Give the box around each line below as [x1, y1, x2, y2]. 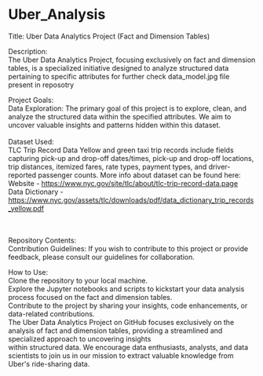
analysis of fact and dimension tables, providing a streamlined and [8, 326, 223, 335]
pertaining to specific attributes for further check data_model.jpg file [8, 71, 230, 81]
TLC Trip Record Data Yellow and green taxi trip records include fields [8, 145, 234, 155]
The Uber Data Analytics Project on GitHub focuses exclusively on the [8, 317, 235, 327]
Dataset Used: [8, 137, 55, 146]
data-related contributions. [8, 308, 95, 319]
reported [8, 170, 37, 180]
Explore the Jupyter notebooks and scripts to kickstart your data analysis [8, 284, 245, 294]
